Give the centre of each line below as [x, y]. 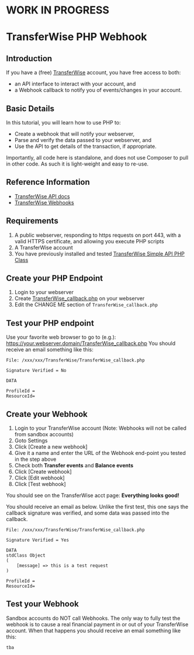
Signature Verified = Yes [37, 540]
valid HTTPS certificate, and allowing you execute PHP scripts [89, 241]
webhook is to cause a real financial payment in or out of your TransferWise [97, 624]
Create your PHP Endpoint [55, 278]
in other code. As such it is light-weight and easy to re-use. [77, 164]
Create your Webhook [47, 414]
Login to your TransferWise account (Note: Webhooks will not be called [101, 428]
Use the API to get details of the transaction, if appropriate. [85, 146]
